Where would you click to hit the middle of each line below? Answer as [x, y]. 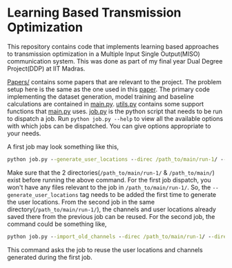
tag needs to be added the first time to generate [148, 194]
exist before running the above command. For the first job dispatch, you [109, 180]
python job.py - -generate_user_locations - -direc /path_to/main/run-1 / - [116, 159]
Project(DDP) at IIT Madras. [46, 68]
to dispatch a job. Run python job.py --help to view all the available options [115, 118]
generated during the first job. [50, 257]
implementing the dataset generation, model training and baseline [101, 96]
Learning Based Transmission [94, 13]
